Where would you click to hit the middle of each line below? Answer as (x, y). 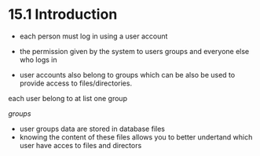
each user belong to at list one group (68, 98)
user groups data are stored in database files (92, 129)
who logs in (38, 60)
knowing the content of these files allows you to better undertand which (136, 137)
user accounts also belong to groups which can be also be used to (127, 74)
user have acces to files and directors (81, 145)
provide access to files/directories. (75, 83)
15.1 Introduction (63, 15)
